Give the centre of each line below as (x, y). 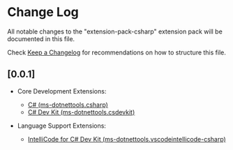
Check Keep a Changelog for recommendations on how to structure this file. (117, 52)
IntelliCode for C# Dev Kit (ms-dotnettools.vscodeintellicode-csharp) (127, 139)
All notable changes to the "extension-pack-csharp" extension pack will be (115, 31)
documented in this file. (41, 38)
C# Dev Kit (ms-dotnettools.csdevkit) (81, 112)
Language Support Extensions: (62, 126)
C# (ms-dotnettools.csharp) (68, 105)
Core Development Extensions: (62, 91)
